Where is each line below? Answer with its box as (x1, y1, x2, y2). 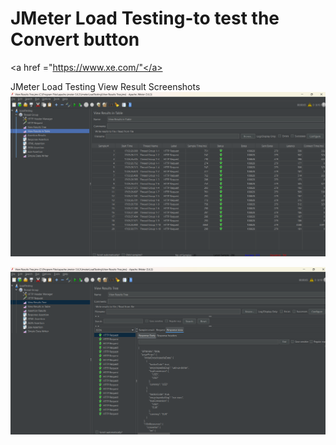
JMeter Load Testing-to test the (10, 7, 280, 30)
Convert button (10, 28, 140, 51)
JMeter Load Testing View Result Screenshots (10, 80, 201, 92)
